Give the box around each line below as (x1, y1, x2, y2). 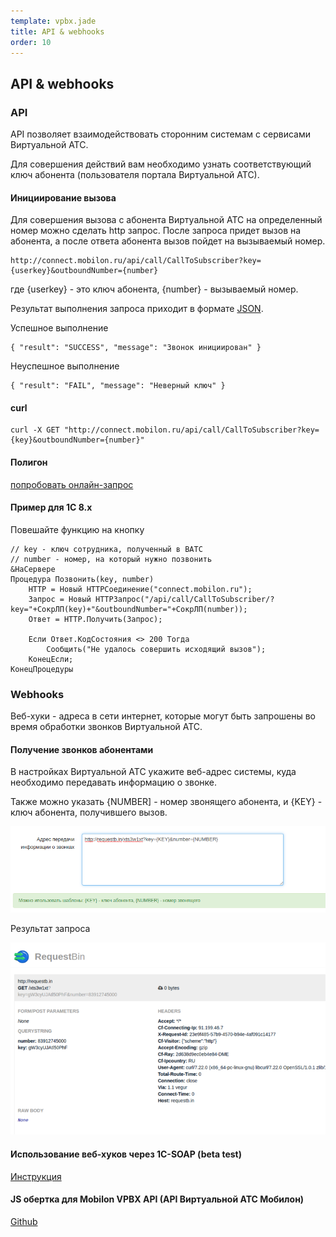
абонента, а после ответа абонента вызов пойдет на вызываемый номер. (10, 235, 326, 247)
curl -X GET (10, 425, 60, 435)
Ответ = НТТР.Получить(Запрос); (28, 614, 163, 624)
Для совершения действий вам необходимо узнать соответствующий (10, 158, 312, 170)
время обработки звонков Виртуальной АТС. (10, 721, 203, 733)
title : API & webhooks (10, 26, 105, 37)
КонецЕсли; (28, 654, 74, 664)
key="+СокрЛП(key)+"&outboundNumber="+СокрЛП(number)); (10, 604, 248, 614)
